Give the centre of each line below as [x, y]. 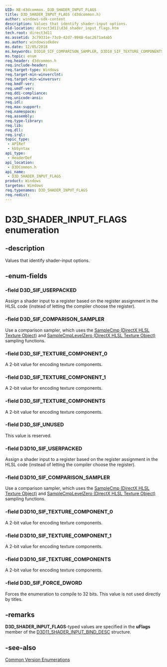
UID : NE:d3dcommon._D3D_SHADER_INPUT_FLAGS [51, 10]
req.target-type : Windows [32, 70]
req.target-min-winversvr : [33, 79]
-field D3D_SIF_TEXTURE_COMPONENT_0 [56, 353]
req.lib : [14, 125]
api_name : [15, 172]
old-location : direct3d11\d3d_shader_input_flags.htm [62, 28]
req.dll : [14, 130]
